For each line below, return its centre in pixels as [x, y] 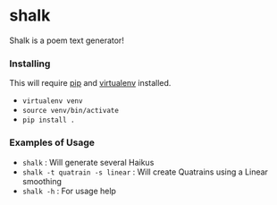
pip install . [48, 120]
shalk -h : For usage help [69, 191]
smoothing [42, 181]
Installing [30, 64]
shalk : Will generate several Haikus [88, 162]
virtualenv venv [52, 101]
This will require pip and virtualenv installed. [90, 83]
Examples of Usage [52, 142]
